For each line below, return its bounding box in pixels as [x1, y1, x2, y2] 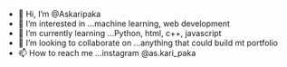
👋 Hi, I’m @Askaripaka [17, 9, 101, 19]
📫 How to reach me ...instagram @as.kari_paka [17, 48, 196, 58]
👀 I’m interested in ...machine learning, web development [17, 18, 231, 29]
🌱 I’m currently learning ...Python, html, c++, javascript [17, 28, 222, 38]
